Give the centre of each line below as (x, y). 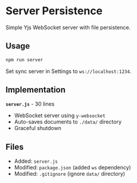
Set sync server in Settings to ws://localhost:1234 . (68, 71)
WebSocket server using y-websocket (60, 116)
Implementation (36, 90)
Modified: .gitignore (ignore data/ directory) (70, 174)
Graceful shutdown (38, 128)
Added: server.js (36, 161)
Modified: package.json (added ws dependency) (73, 168)
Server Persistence (54, 11)
